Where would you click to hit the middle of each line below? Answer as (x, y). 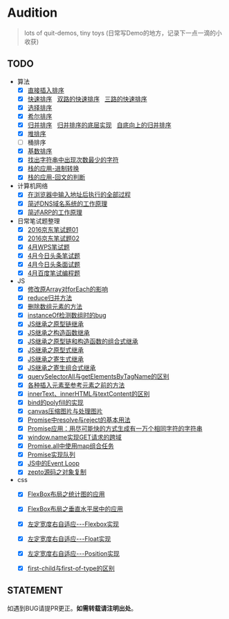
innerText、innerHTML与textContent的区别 (89, 393)
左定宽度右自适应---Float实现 (69, 538)
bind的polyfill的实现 (56, 402)
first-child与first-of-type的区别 (71, 568)
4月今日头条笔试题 (54, 256)
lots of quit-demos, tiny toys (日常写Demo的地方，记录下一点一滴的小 (123, 33)
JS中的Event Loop (53, 463)
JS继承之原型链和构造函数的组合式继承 (83, 341)
